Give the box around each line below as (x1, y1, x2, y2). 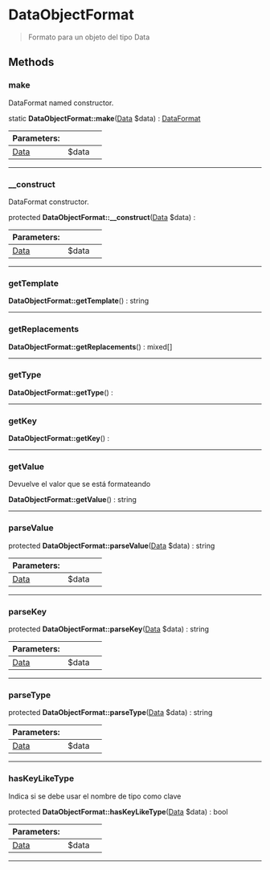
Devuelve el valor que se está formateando (8, 480, 151, 489)
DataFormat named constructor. (8, 98, 114, 108)
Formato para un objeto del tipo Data (27, 32, 150, 42)
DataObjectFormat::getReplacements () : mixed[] (8, 341, 173, 351)
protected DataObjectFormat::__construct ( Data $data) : (8, 212, 196, 222)
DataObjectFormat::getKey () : (8, 434, 110, 443)
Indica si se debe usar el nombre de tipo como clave (8, 791, 182, 801)
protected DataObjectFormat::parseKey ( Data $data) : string (8, 624, 210, 634)
